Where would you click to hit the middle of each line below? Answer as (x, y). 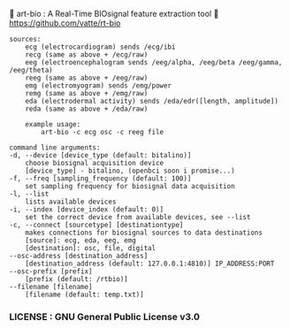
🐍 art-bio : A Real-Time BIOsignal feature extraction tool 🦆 (114, 14)
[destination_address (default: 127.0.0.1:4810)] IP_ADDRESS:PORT (150, 264)
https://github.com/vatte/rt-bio (65, 23)
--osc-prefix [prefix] (51, 272)
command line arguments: (55, 148)
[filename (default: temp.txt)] (84, 295)
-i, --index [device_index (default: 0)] (87, 210)
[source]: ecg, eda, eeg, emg (81, 241)
